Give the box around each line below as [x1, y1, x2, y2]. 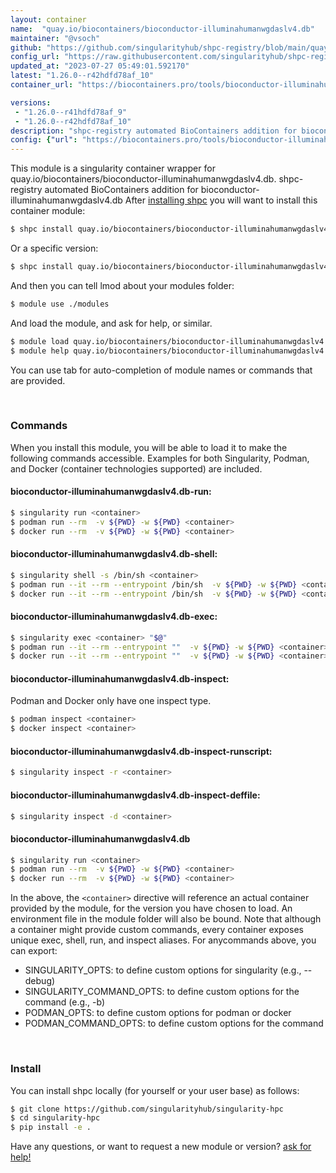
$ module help [10, 346, 70, 356]
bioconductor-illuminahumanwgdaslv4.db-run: [10, 486, 212, 498]
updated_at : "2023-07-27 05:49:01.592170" [10, 61, 190, 71]
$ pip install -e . [10, 1122, 92, 1133]
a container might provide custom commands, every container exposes [10, 924, 304, 936]
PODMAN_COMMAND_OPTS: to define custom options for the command [24, 1017, 324, 1030]
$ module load [10, 336, 70, 346]
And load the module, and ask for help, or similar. [10, 317, 213, 329]
